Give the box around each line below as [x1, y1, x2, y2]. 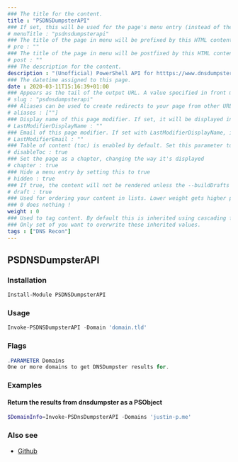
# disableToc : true [7, 149, 69, 156]
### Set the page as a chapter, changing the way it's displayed [7, 155, 204, 163]
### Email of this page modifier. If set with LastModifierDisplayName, [7, 129, 227, 136]
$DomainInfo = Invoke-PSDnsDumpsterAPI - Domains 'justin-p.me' [7, 414, 192, 421]
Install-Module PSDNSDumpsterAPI [7, 291, 106, 298]
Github [17, 446, 38, 455]
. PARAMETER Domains [7, 357, 65, 364]
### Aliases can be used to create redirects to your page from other [7, 103, 220, 110]
